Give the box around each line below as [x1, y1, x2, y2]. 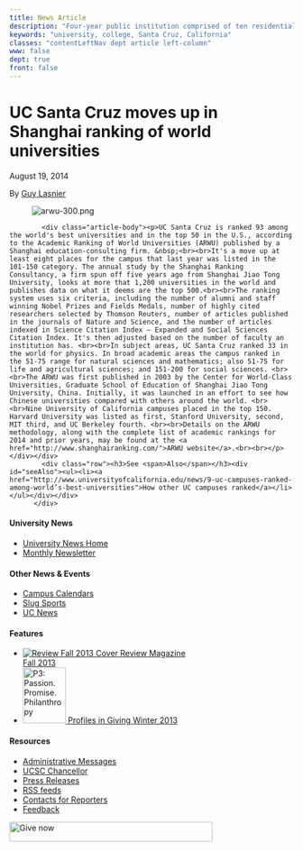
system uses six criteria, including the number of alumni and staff [9, 294, 277, 303]
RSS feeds [22, 784, 61, 795]
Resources [9, 736, 51, 746]
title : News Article [9, 13, 87, 23]
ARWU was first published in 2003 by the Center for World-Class [41, 372, 293, 381]
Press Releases [22, 774, 80, 785]
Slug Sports [22, 598, 67, 609]
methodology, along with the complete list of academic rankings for [9, 427, 277, 437]
